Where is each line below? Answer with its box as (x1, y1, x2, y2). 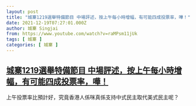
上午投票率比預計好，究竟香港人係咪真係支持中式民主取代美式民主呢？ (6, 93, 179, 101)
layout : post (6, 8, 39, 15)
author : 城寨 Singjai (6, 25, 59, 32)
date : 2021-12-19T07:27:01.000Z (6, 20, 87, 26)
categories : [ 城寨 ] (6, 42, 59, 48)
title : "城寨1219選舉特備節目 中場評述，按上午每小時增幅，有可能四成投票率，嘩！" (6, 14, 191, 20)
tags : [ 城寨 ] (6, 36, 42, 42)
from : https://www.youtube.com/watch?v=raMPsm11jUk (6, 31, 137, 37)
